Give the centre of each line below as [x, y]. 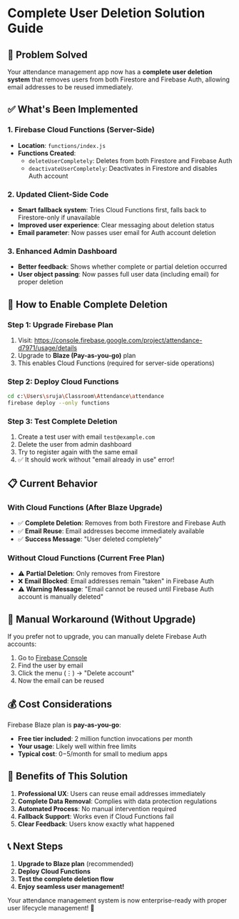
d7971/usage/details [47, 347]
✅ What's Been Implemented [73, 110]
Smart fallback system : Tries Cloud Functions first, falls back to [112, 209]
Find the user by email [50, 665]
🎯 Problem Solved [47, 55]
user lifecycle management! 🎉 [51, 908]
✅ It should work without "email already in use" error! [96, 459]
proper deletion [40, 282]
